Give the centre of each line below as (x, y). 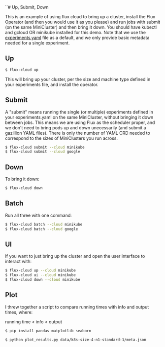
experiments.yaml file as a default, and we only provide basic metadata (77, 38)
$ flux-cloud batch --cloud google (42, 229)
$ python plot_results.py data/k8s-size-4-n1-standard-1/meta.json (76, 340)
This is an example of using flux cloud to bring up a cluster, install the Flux (80, 17)
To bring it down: (22, 179)
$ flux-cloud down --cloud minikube (43, 280)
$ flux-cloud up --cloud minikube (41, 270)
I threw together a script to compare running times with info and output (77, 307)
